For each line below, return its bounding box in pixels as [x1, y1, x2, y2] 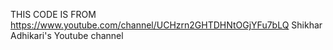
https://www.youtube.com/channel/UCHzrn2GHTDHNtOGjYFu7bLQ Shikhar [10, 19, 323, 31]
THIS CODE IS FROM [10, 9, 97, 20]
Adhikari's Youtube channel [10, 30, 124, 41]
